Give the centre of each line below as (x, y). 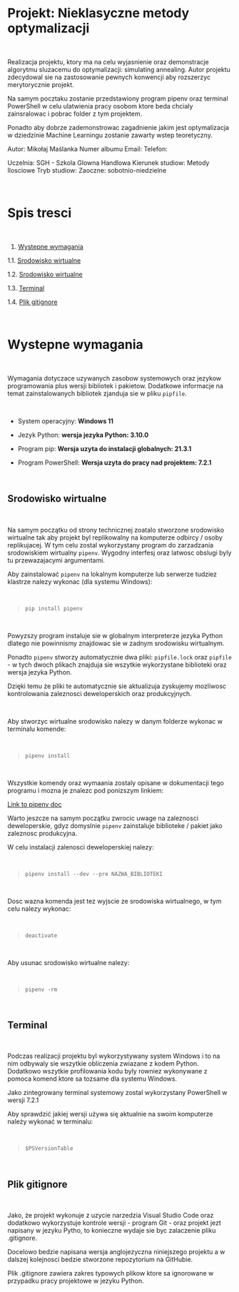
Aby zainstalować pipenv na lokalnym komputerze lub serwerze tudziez (112, 574)
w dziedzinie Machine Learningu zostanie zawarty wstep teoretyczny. (110, 135)
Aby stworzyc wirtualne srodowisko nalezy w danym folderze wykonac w (115, 721)
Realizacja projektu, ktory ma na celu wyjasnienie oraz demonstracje (108, 61)
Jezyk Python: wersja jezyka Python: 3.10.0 (83, 435)
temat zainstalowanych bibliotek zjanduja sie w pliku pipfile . (97, 393)
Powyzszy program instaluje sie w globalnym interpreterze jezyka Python (115, 635)
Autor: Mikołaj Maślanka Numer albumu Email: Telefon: (87, 148)
